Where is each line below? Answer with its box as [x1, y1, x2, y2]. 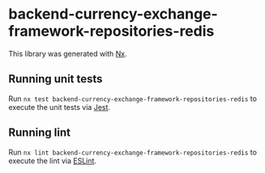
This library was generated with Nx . [8, 49, 127, 58]
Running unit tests [8, 72, 103, 86]
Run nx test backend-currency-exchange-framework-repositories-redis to [8, 94, 258, 103]
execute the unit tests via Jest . [8, 102, 111, 112]
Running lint [8, 126, 71, 140]
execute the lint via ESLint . [8, 155, 97, 166]
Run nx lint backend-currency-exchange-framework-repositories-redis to [8, 147, 258, 157]
